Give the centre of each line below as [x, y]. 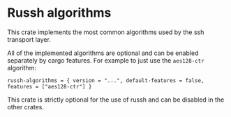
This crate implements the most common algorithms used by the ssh [106, 32]
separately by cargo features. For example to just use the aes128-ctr [106, 60]
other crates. [25, 107]
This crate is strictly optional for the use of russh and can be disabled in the [116, 100]
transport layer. [29, 39]
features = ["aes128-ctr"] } [50, 86]
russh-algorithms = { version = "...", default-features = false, [106, 80]
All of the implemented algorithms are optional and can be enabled [103, 53]
